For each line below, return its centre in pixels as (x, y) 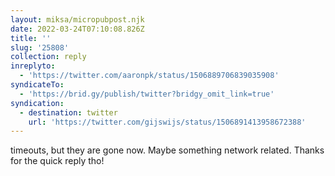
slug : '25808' (40, 47)
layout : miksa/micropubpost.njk (77, 19)
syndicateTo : (37, 85)
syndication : (37, 103)
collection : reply (48, 57)
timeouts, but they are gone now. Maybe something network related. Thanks (167, 150)
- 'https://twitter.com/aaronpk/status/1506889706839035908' (149, 76)
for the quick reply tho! (57, 161)
